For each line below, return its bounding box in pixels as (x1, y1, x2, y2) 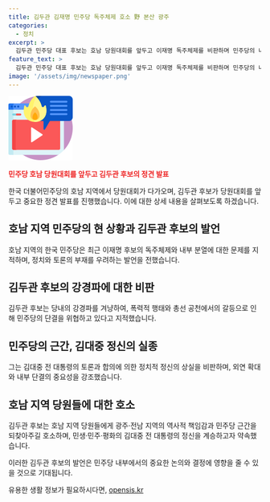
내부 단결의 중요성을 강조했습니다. (16, 372, 122, 382)
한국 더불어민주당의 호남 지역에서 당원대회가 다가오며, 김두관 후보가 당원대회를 (8, 186, 253, 196)
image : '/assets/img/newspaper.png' (8, 72, 131, 80)
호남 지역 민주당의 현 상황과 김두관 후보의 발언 (8, 222, 221, 236)
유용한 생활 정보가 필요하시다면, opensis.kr (8, 485, 144, 494)
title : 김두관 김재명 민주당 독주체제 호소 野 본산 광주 (8, 13, 170, 21)
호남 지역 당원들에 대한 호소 (8, 398, 135, 411)
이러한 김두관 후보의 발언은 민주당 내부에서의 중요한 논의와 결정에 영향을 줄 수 (8, 458, 251, 467)
